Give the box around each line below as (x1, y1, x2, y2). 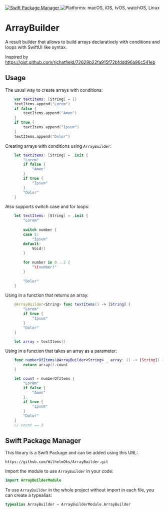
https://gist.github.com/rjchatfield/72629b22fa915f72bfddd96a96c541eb (5, 59, 156, 65)
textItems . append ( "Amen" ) (23, 111, 77, 116)
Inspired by (5, 54, 28, 60)
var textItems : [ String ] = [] (14, 97, 77, 102)
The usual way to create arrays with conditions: (5, 87, 103, 93)
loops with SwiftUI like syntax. (5, 44, 67, 50)
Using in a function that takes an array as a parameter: (5, 348, 117, 354)
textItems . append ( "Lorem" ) (14, 101, 70, 106)
